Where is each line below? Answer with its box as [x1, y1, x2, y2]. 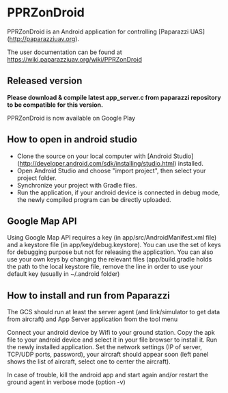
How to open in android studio [7, 134, 138, 145]
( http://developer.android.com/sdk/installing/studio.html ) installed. [16, 159, 203, 167]
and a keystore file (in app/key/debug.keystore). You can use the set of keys [7, 241, 221, 249]
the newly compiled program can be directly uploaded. [16, 195, 172, 203]
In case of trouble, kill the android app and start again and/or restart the [7, 371, 209, 379]
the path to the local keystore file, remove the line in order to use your [7, 262, 203, 271]
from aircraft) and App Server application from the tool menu [7, 315, 178, 323]
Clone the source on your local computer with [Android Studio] [16, 152, 194, 160]
